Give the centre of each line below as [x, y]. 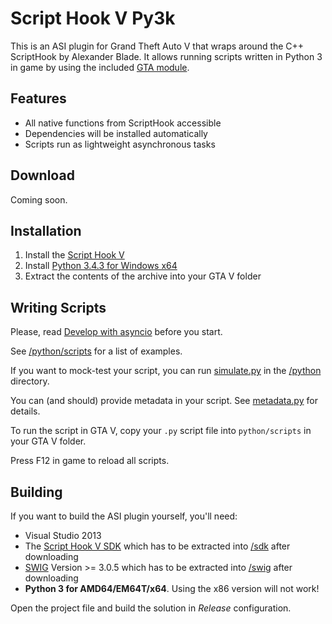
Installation [46, 230]
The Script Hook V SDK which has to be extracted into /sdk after [157, 546]
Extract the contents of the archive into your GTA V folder [143, 276]
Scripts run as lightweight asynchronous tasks [120, 144]
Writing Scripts [58, 307]
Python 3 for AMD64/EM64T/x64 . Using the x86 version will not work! [172, 588]
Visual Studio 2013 [63, 535]
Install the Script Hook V [74, 255]
